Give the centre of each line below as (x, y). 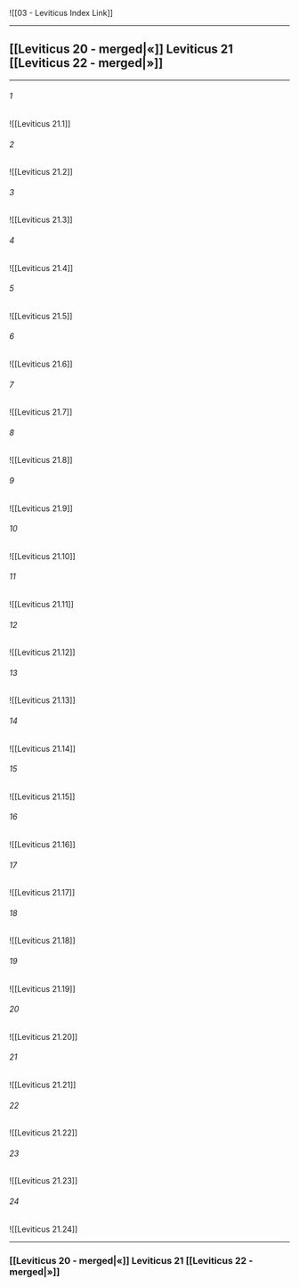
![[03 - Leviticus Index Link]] (61, 13)
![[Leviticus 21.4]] (41, 268)
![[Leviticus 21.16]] (42, 845)
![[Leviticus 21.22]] (44, 1133)
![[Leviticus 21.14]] (42, 748)
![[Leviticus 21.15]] (42, 796)
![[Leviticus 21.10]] (42, 556)
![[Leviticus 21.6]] (41, 364)
